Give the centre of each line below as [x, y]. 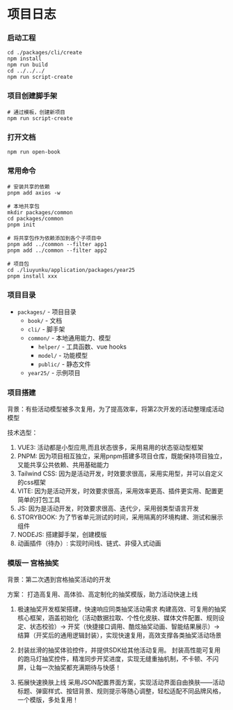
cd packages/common [35, 219]
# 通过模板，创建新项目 [37, 112]
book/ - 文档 [45, 320]
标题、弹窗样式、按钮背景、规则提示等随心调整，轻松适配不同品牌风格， [121, 691]
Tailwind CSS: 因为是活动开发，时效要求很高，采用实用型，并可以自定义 [120, 473]
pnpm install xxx [32, 276]
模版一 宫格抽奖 [33, 563]
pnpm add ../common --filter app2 [57, 251]
